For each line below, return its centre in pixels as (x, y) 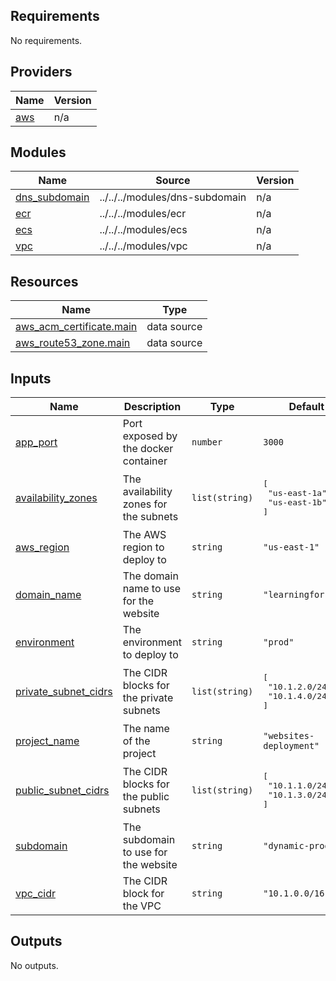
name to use (152, 589)
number (207, 442)
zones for (145, 504)
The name (146, 729)
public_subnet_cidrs (62, 791)
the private (148, 698)
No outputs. (34, 965)
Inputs (31, 378)
